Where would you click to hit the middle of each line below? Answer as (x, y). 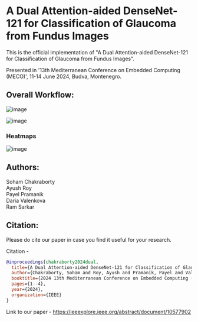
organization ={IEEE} (37, 295)
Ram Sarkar (20, 207)
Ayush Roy (19, 188)
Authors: (23, 168)
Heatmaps (21, 136)
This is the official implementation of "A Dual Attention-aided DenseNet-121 (97, 52)
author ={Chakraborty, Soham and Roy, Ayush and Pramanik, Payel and (97, 273)
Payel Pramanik (25, 194)
